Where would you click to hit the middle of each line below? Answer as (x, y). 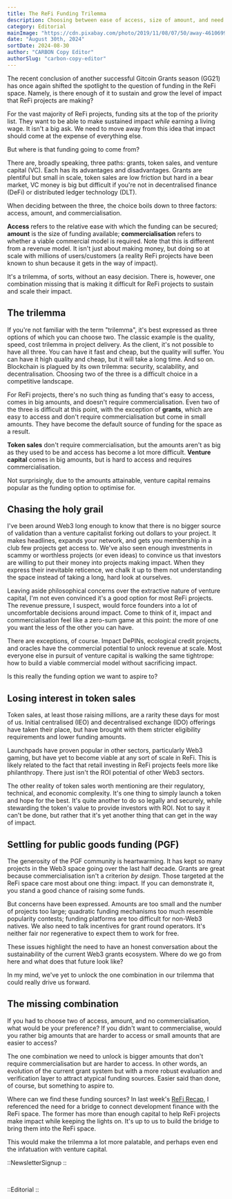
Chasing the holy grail (55, 509)
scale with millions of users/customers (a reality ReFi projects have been (110, 255)
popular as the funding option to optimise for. (71, 487)
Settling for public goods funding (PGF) (93, 844)
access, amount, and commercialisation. (65, 213)
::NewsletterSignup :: (37, 1162)
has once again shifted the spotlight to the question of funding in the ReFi (112, 85)
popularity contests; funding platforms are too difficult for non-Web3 (105, 919)
